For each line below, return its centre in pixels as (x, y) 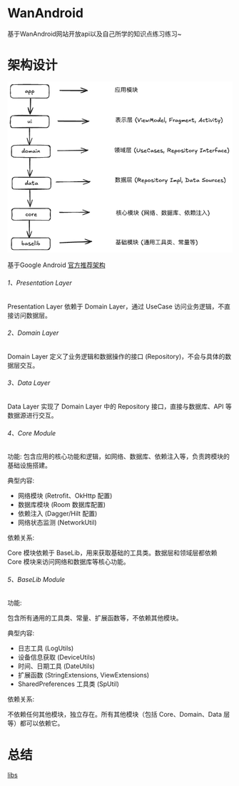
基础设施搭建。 (29, 465)
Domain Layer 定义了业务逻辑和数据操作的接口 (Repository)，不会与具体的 (116, 356)
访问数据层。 (32, 315)
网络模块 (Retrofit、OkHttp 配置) (65, 496)
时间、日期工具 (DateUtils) (56, 666)
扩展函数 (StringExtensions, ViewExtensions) (83, 675)
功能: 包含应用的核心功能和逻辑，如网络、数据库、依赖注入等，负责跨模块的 (118, 457)
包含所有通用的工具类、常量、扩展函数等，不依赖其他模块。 (95, 618)
